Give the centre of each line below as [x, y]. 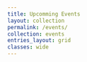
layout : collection [36, 21]
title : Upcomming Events [44, 14]
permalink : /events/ [38, 27]
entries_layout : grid [39, 41]
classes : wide [28, 47]
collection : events [36, 34]
